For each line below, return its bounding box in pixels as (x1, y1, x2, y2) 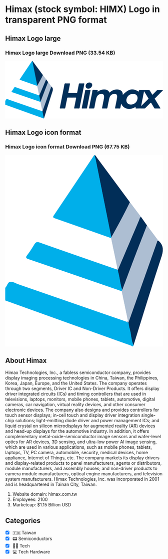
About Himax (5, 356, 47, 364)
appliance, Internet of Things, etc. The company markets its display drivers (5, 455, 160, 461)
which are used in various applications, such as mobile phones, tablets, (5, 444, 152, 450)
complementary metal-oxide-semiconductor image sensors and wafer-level (5, 434, 161, 440)
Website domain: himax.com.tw (12, 491, 77, 497)
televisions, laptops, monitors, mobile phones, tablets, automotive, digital (5, 396, 155, 402)
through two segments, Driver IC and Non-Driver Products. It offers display (5, 386, 160, 392)
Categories (5, 516, 41, 525)
